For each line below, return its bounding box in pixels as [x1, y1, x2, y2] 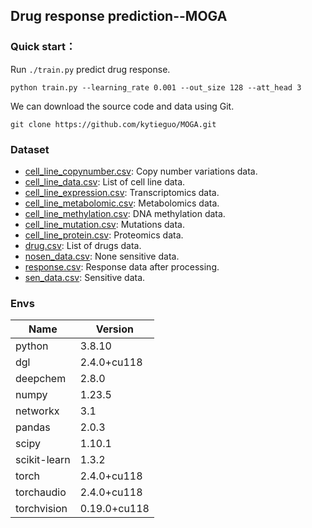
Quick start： [10, 40, 77, 54]
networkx [15, 404, 60, 418]
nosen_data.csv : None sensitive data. [24, 250, 180, 262]
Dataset [10, 142, 50, 156]
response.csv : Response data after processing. [24, 260, 220, 273]
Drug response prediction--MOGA [10, 8, 228, 25]
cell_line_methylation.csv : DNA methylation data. [24, 207, 226, 219]
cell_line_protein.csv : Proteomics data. [24, 229, 184, 241]
